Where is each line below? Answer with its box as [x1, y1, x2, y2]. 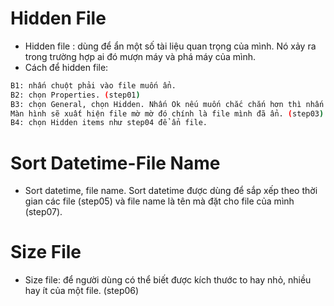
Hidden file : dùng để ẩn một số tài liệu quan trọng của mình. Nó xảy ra [24, 40, 317, 52]
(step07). [24, 206, 63, 218]
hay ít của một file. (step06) [24, 285, 140, 297]
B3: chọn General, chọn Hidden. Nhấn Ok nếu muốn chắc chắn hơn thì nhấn [10, 99, 325, 109]
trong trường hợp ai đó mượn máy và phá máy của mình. [24, 50, 257, 62]
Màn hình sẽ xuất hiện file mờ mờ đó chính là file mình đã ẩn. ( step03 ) [10, 108, 325, 119]
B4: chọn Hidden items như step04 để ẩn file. [10, 118, 208, 128]
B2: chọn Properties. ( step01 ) [10, 90, 141, 100]
